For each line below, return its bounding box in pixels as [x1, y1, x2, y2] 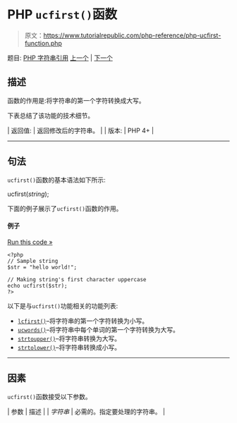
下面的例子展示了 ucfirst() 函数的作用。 [7, 204, 123, 212]
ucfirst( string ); [7, 190, 49, 198]
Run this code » [7, 238, 53, 246]
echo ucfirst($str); [7, 282, 68, 289]
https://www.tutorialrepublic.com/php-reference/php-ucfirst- [43, 31, 221, 39]
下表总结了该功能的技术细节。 [7, 111, 94, 120]
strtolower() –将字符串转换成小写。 [17, 343, 121, 351]
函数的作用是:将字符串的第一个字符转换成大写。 [7, 96, 146, 104]
